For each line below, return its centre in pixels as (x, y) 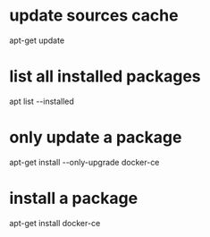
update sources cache (94, 16)
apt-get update (37, 40)
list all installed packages (105, 76)
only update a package (96, 137)
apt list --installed (42, 101)
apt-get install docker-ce (55, 223)
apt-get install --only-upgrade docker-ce (84, 162)
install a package (74, 199)
